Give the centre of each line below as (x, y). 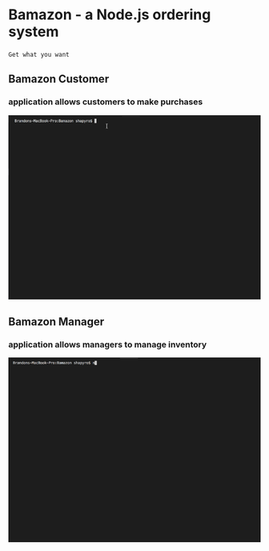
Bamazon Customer (59, 79)
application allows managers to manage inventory (108, 344)
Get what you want (39, 54)
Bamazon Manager (56, 322)
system (34, 32)
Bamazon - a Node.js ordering (110, 15)
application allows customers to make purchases (106, 102)
